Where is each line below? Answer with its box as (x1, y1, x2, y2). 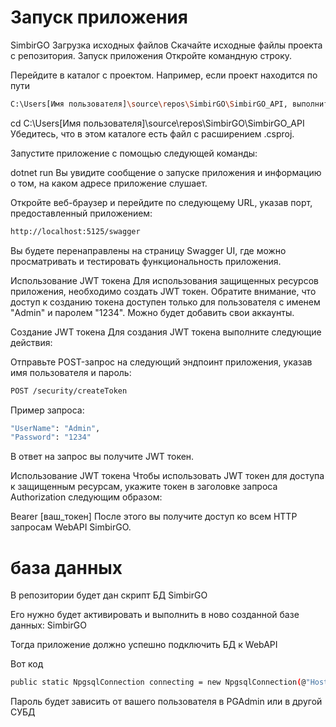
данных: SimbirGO (10, 619, 87, 631)
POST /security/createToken (10, 386, 128, 396)
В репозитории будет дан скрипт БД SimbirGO (10, 589, 208, 601)
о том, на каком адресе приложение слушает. (10, 177, 208, 189)
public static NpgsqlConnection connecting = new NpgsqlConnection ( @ (10, 677, 307, 688)
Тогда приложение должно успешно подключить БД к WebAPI (10, 639, 278, 651)
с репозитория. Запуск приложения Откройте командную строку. (10, 49, 293, 61)
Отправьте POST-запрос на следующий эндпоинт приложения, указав (10, 356, 313, 368)
